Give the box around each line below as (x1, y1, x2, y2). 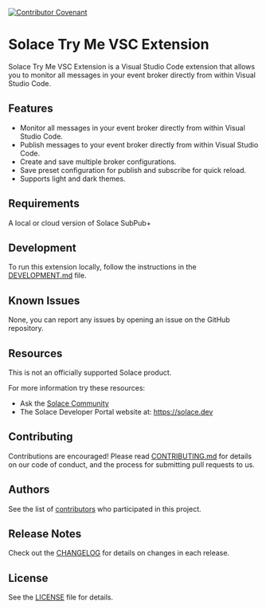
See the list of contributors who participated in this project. (8, 504, 201, 513)
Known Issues (8, 293, 80, 307)
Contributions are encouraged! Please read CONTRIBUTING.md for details (8, 451, 252, 461)
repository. (8, 324, 44, 333)
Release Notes (8, 527, 82, 541)
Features (8, 102, 53, 116)
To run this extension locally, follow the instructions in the (8, 262, 197, 272)
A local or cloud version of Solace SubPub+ (8, 218, 151, 227)
